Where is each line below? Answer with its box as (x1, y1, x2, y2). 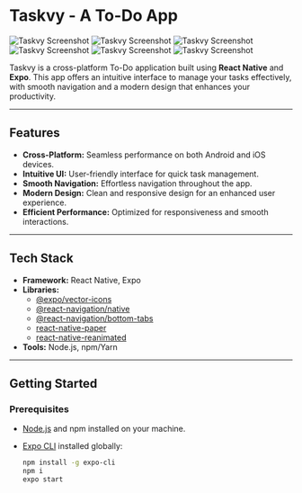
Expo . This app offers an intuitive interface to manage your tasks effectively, (9, 71, 292, 82)
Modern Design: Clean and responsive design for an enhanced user (22, 187, 276, 198)
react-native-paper (35, 322, 107, 333)
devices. (22, 158, 55, 169)
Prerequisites (9, 402, 69, 415)
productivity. (9, 91, 57, 102)
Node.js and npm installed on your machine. (22, 424, 186, 435)
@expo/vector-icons (35, 293, 112, 304)
